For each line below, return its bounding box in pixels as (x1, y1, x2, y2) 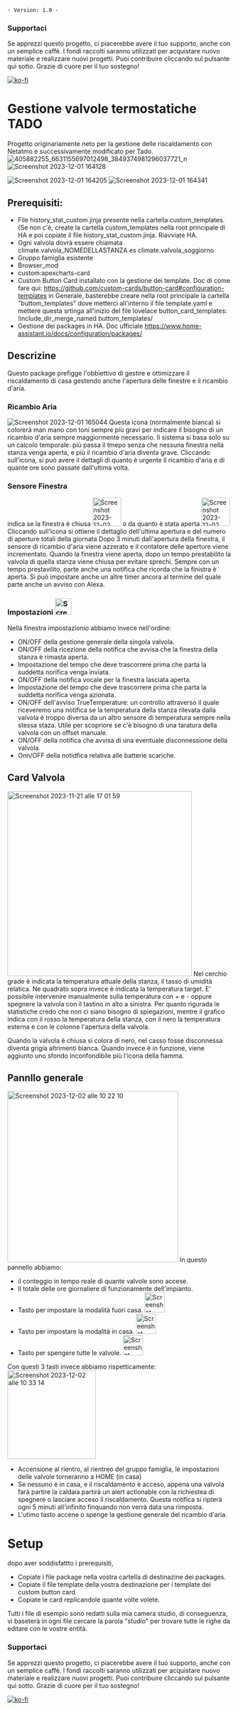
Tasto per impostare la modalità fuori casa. (17, 1306, 144, 1314)
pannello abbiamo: (7, 1263, 62, 1272)
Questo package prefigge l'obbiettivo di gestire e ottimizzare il (7, 369, 190, 377)
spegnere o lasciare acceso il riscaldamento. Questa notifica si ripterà (17, 1495, 222, 1504)
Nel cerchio (193, 969, 227, 978)
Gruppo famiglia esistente (17, 254, 94, 262)
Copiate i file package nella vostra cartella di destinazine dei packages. (17, 1572, 226, 1582)
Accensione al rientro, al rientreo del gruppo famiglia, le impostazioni (17, 1465, 220, 1473)
